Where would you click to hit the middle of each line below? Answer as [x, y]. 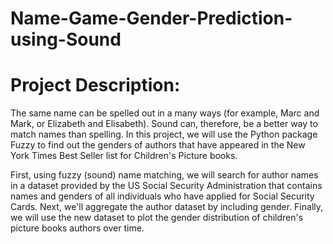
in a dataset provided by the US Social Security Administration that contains [166, 186]
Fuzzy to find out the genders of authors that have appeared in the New [158, 145]
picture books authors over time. [77, 228]
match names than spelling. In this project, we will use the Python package [164, 134]
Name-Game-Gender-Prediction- [151, 18]
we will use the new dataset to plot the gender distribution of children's [157, 218]
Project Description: [95, 85]
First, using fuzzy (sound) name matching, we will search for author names [164, 175]
